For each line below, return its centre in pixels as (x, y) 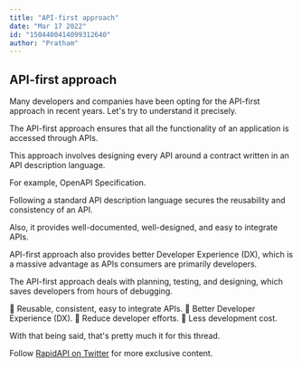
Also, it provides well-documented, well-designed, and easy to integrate (144, 228)
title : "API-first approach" (64, 18)
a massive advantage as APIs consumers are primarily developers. (133, 264)
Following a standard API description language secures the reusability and (148, 201)
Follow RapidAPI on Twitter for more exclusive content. (111, 353)
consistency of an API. (51, 210)
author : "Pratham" (44, 43)
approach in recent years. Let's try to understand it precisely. (123, 111)
